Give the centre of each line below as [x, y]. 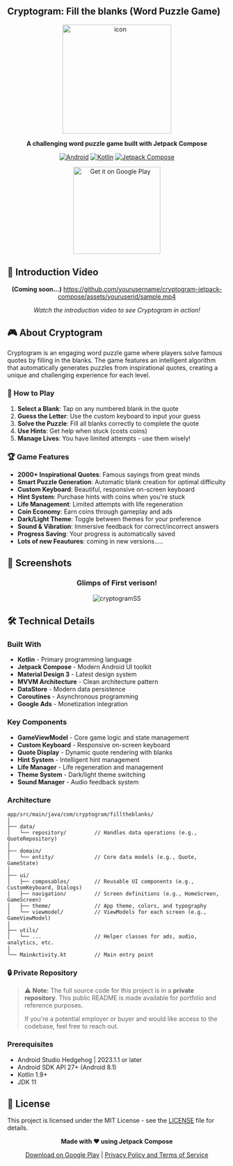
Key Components [37, 722]
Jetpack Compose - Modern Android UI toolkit [84, 667]
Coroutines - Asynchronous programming [78, 696]
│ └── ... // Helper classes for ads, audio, [102, 936]
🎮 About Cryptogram [55, 333]
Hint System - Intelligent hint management [79, 759]
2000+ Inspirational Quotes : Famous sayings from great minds [109, 474]
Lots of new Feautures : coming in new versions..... [90, 541]
